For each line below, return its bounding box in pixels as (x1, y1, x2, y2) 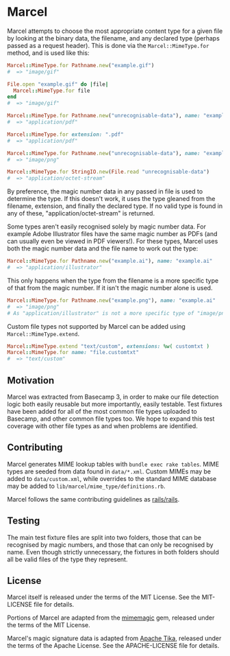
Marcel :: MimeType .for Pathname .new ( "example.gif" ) (7, 62, 155, 69)
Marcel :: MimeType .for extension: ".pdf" (7, 131, 125, 138)
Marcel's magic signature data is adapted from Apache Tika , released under (7, 634, 222, 642)
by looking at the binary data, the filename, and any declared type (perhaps (7, 34, 220, 42)
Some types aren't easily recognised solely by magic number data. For (7, 222, 207, 231)
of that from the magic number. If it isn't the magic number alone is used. (7, 283, 213, 292)
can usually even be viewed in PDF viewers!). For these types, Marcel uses (7, 237, 218, 246)
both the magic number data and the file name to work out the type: (7, 244, 199, 253)
